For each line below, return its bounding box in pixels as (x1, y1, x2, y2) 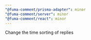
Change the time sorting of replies (5, 30, 74, 36)
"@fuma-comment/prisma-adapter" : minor (5, 7, 86, 12)
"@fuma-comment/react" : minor (5, 16, 67, 21)
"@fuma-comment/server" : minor (5, 12, 69, 17)
